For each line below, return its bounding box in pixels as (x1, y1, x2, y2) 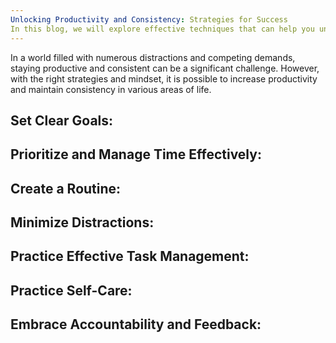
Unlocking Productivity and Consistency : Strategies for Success (10, 14, 288, 25)
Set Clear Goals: (10, 112, 114, 129)
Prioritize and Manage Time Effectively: (10, 146, 262, 163)
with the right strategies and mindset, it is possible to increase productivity (10, 72, 318, 85)
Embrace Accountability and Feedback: (10, 316, 262, 333)
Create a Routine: (10, 180, 122, 197)
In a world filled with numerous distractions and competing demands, (10, 51, 296, 63)
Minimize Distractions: (10, 214, 155, 231)
